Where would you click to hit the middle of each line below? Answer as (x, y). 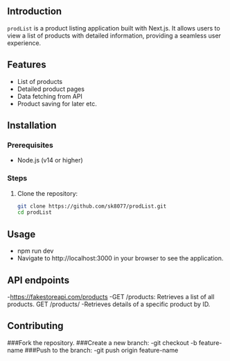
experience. (24, 43)
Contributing (35, 326)
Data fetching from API (50, 96)
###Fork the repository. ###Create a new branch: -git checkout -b (102, 342)
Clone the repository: (47, 193)
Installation (32, 125)
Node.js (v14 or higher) (50, 160)
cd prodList (34, 212)
